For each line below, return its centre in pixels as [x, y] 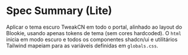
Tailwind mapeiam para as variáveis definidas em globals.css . [82, 46]
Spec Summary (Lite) [59, 11]
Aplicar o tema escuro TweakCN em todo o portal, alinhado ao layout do [94, 27]
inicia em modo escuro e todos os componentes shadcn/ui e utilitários [92, 39]
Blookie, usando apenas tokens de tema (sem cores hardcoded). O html [94, 33]
